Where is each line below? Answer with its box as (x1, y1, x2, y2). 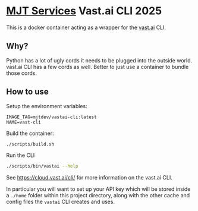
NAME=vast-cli (6, 119, 42, 125)
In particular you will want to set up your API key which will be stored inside (6, 185, 191, 193)
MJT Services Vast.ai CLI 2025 (6, 4, 162, 18)
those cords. (6, 70, 37, 77)
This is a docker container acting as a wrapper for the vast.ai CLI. (6, 24, 166, 31)
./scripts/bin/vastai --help (6, 163, 78, 169)
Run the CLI (6, 152, 35, 159)
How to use (6, 87, 49, 97)
